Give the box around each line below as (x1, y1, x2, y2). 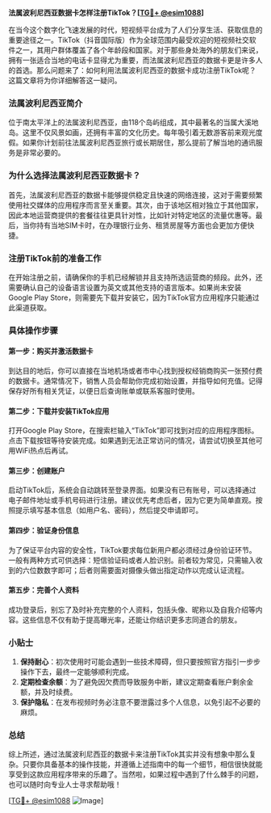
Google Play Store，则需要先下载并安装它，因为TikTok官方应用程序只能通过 (8, 293, 260, 302)
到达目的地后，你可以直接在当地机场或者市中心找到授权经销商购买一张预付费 (8, 366, 263, 376)
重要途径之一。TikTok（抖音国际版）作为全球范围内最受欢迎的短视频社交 (8, 36, 250, 44)
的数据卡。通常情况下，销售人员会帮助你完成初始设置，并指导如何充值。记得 (8, 376, 263, 386)
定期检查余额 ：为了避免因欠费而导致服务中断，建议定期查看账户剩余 (19, 677, 247, 687)
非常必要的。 (22, 148, 65, 158)
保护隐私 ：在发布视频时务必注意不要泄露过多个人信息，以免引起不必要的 (19, 697, 261, 707)
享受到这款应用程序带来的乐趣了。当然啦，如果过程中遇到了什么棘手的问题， (8, 769, 263, 779)
